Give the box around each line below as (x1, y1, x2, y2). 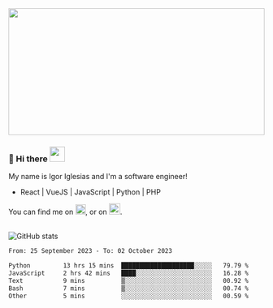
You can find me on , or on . (8, 207, 123, 217)
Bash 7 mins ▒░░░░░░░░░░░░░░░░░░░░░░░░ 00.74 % (8, 284, 249, 293)
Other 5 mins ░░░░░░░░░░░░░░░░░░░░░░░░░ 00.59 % (8, 292, 249, 300)
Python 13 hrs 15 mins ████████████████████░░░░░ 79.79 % (8, 262, 249, 270)
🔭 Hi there (8, 153, 49, 165)
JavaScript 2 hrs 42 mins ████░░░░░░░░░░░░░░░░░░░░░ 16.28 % (8, 269, 249, 278)
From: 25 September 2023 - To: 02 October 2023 (8, 247, 173, 255)
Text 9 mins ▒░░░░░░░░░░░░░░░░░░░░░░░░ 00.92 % (8, 276, 249, 284)
